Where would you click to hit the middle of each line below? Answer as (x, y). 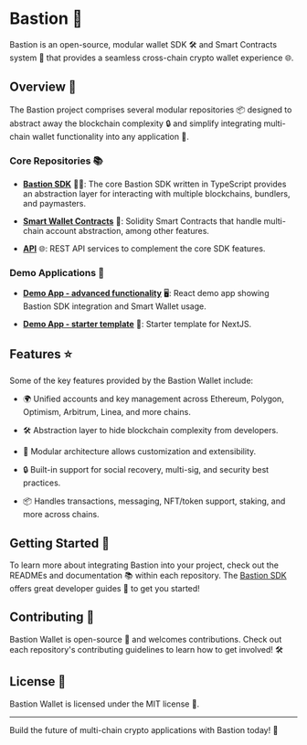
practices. (42, 483)
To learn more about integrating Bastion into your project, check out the (144, 565)
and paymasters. (54, 204)
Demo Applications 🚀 (57, 272)
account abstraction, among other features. (127, 231)
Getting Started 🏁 (60, 543)
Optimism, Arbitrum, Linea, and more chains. (107, 412)
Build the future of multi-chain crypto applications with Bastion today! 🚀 (144, 729)
